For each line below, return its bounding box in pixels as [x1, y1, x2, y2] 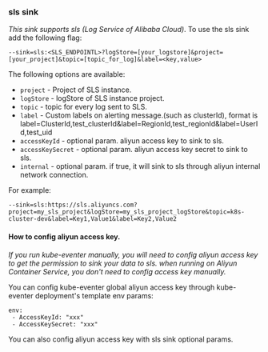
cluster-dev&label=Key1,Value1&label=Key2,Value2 [8, 215, 178, 223]
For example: [8, 186, 52, 195]
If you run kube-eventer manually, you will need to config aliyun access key [8, 250, 258, 259]
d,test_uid [19, 127, 53, 138]
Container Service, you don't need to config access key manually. [8, 266, 226, 276]
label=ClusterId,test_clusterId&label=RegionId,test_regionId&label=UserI [19, 119, 258, 129]
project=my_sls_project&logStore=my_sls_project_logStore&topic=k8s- [8, 208, 246, 216]
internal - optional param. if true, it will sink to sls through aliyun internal [19, 162, 261, 171]
